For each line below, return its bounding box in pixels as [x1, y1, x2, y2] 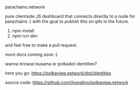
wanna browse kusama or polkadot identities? [5, 61, 97, 66]
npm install [12, 28, 35, 33]
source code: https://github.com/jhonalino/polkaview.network [5, 79, 129, 85]
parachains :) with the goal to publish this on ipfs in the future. [5, 19, 129, 24]
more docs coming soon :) [5, 51, 58, 57]
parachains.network [5, 4, 45, 10]
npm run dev [12, 33, 38, 39]
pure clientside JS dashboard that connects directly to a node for [5, 13, 136, 19]
